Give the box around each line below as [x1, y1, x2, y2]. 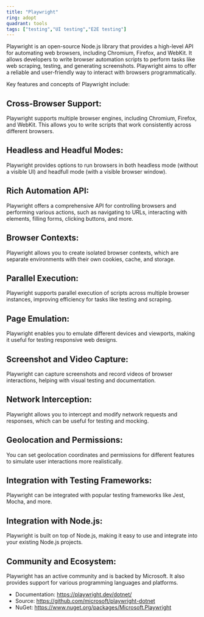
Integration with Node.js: [6, 515, 103, 526]
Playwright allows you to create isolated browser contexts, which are [6, 249, 179, 256]
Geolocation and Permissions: [6, 435, 123, 445]
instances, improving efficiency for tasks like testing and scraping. [6, 296, 172, 303]
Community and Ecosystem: [6, 556, 117, 566]
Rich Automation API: [6, 186, 90, 196]
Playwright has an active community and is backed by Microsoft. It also [6, 572, 185, 580]
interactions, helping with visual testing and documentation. [6, 377, 157, 384]
